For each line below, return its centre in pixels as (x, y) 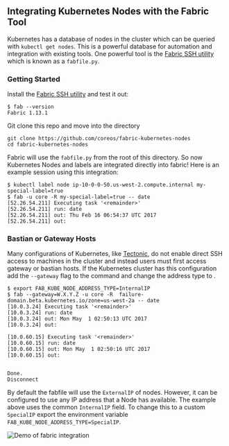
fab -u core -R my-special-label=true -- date (82, 197)
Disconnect (23, 380)
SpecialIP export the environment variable (68, 415)
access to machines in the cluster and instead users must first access (107, 261)
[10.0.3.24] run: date (40, 313)
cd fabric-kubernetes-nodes (48, 145)
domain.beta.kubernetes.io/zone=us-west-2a (71, 301)
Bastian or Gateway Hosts (52, 239)
